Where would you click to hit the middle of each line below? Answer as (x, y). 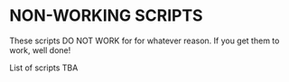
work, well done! (40, 50)
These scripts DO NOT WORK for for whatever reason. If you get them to (144, 41)
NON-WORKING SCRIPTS (106, 16)
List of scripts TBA (44, 68)
